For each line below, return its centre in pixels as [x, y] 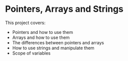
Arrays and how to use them [41, 37]
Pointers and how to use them [43, 32]
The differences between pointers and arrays [58, 42]
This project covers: [25, 23]
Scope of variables [31, 53]
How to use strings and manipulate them [53, 48]
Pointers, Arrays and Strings [64, 9]
